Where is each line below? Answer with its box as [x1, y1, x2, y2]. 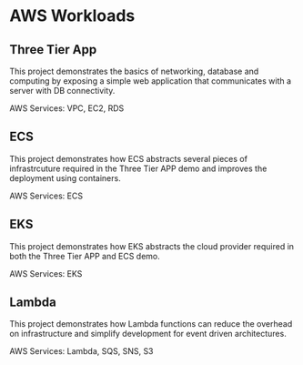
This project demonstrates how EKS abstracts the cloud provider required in [9, 240, 294, 251]
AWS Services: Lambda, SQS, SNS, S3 [9, 346, 154, 357]
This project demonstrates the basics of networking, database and [9, 66, 259, 76]
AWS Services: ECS [9, 190, 84, 201]
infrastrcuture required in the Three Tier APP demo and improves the [9, 163, 268, 174]
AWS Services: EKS [9, 268, 83, 279]
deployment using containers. [9, 172, 121, 183]
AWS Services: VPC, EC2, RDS [9, 103, 125, 114]
